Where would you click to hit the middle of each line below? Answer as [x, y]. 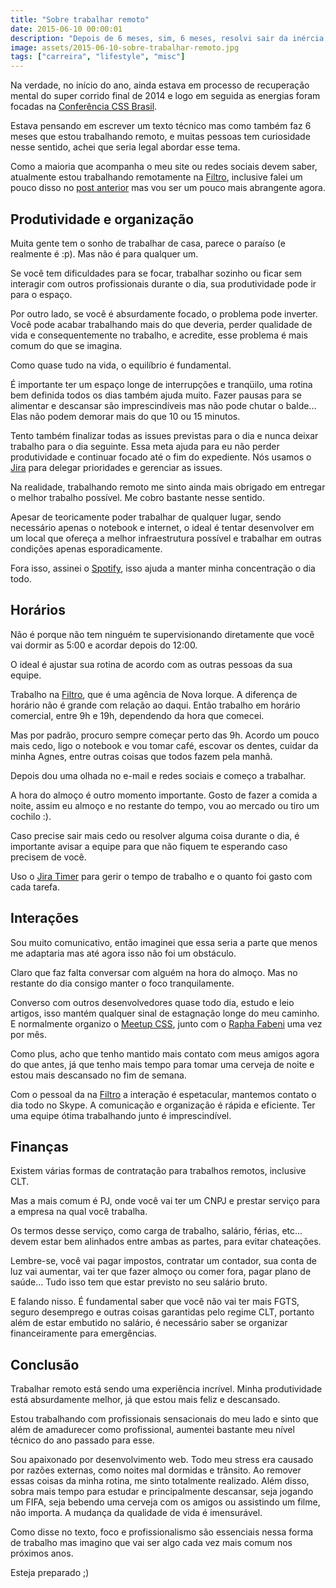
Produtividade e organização [102, 219]
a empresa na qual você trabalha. [79, 1212]
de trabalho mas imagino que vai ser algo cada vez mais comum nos [151, 1543]
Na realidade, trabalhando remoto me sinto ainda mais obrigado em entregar [168, 487]
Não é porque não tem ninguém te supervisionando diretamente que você [162, 634]
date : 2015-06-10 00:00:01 [66, 29]
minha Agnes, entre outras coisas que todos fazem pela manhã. [141, 756]
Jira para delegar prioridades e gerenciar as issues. [116, 467]
